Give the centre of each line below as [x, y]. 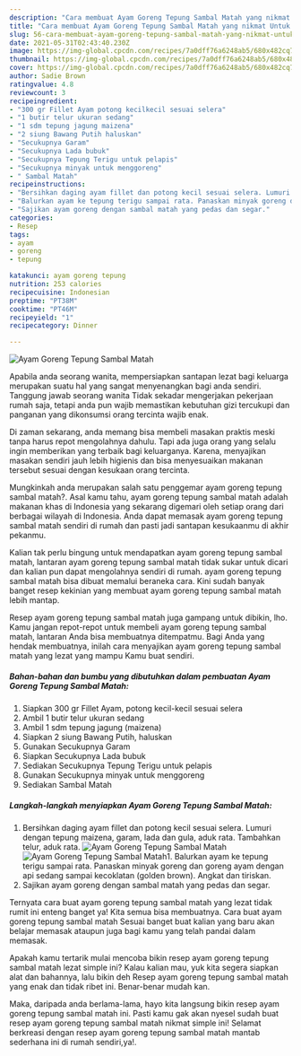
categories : [31, 218]
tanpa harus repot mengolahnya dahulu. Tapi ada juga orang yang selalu [142, 441]
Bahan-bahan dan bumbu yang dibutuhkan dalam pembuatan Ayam [140, 676]
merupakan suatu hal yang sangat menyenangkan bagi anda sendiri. [135, 386]
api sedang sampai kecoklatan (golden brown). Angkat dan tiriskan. [146, 876]
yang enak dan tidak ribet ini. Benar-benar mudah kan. [110, 987]
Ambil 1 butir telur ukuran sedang [83, 718]
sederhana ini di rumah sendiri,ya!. [73, 1043]
